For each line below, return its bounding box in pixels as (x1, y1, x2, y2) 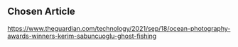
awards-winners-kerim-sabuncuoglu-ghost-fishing (7, 32, 157, 40)
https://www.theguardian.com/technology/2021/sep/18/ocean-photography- (7, 24, 231, 32)
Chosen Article (7, 6, 76, 18)
